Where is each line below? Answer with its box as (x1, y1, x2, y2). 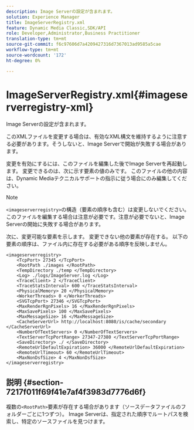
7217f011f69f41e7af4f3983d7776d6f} (6, 387, 147, 397)
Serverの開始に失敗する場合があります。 (6, 221, 104, 228)
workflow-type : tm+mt (6, 47, 59, 53)
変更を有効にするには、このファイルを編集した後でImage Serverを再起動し (6, 160, 188, 167)
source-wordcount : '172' (6, 52, 67, 58)
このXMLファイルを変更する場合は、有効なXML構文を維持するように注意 (6, 133, 183, 140)
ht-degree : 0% (6, 57, 41, 63)
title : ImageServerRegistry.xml (6, 19, 85, 25)
